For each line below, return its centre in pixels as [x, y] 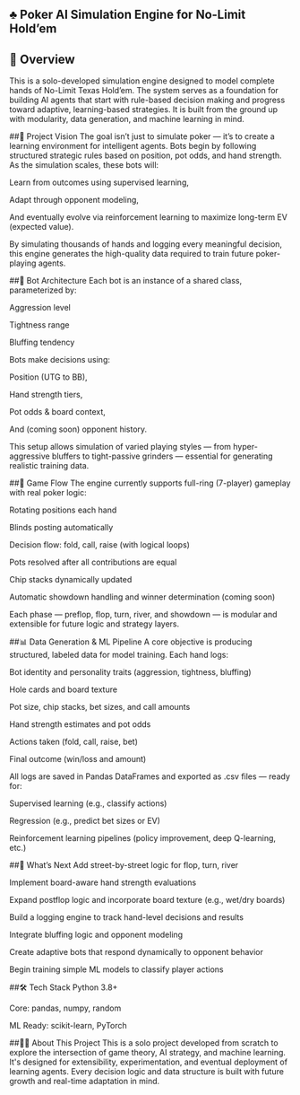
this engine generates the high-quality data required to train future [132, 254]
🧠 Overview [42, 59]
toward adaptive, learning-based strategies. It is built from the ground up [144, 109]
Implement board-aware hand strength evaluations [103, 882]
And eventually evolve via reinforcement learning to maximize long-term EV [149, 217]
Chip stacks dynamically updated [71, 580]
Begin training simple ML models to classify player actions [116, 969]
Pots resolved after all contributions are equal [93, 562]
